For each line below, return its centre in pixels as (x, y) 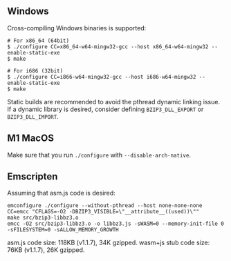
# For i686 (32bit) (35, 71)
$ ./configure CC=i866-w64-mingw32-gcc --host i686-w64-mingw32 (102, 77)
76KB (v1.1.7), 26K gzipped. (46, 250)
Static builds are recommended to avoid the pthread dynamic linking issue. (113, 101)
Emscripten (33, 176)
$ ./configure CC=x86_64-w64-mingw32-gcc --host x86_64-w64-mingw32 (108, 47)
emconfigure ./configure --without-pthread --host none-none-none (105, 206)
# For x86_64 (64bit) (38, 41)
